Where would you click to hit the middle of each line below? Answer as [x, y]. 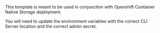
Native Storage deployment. [33, 12]
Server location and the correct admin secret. [51, 26]
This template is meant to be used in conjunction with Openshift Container [80, 7]
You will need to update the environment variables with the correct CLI [76, 21]
